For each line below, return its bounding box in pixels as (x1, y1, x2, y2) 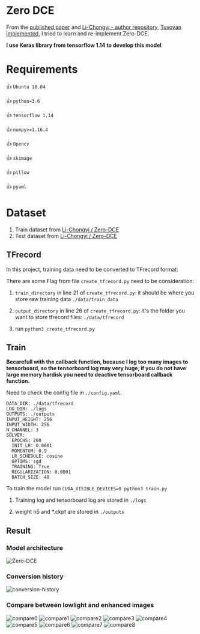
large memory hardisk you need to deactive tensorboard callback (6, 371, 173, 379)
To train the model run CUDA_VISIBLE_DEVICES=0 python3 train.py (6, 485, 168, 492)
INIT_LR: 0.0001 (11, 443, 52, 449)
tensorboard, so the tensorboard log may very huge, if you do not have (6, 365, 186, 372)
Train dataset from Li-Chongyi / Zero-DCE (14, 226, 119, 233)
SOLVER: (6, 432, 26, 439)
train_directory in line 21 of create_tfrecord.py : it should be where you (14, 289, 195, 296)
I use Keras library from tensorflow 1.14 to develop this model (6, 41, 162, 49)
